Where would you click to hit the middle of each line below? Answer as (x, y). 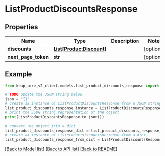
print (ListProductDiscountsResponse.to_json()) (55, 117)
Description (125, 41)
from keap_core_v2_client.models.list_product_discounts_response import (82, 86)
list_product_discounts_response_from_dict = (52, 140)
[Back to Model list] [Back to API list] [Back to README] (61, 149)
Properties (22, 27)
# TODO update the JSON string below (44, 94)
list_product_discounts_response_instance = (51, 108)
